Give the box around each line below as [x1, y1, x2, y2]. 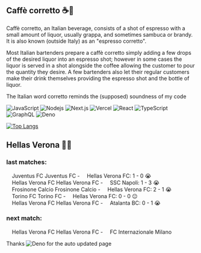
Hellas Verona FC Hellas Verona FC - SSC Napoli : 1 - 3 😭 [11, 179, 159, 186]
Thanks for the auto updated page [6, 240, 112, 247]
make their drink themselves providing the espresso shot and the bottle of [6, 75, 190, 82]
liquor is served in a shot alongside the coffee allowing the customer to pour [6, 61, 196, 69]
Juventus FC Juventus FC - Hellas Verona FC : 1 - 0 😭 [11, 172, 152, 180]
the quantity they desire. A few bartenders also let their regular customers [6, 68, 190, 75]
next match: [6, 214, 42, 222]
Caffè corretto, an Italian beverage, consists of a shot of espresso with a [6, 24, 185, 32]
